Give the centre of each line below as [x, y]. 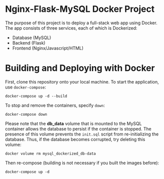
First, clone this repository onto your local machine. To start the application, [82, 82]
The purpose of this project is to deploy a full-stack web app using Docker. [81, 23]
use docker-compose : [26, 87]
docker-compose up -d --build [36, 96]
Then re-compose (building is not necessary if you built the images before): [82, 163]
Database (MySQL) [32, 38]
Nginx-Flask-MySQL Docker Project [80, 9]
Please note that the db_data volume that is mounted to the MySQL [74, 123]
